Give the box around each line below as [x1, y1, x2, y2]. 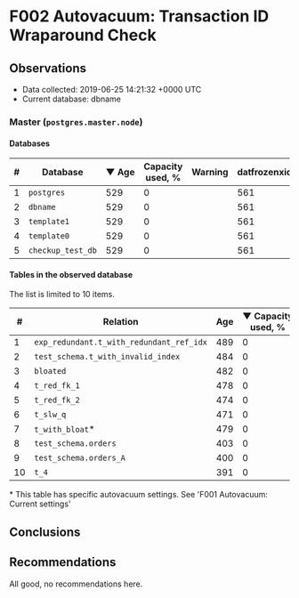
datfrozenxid [237, 166, 293, 179]
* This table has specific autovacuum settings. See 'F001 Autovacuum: [9, 489, 269, 500]
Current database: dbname [21, 93, 122, 104]
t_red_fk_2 [34, 395, 80, 406]
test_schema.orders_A [34, 453, 126, 464]
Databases [9, 138, 51, 149]
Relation [102, 316, 139, 328]
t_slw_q [34, 409, 67, 420]
